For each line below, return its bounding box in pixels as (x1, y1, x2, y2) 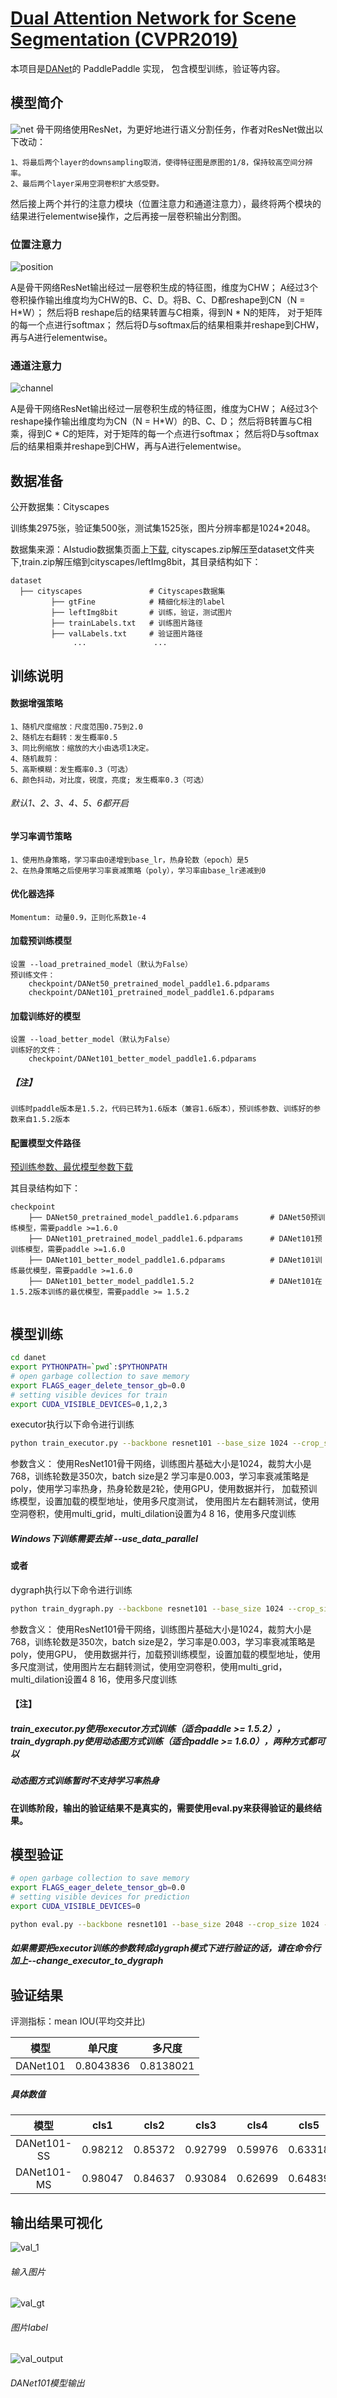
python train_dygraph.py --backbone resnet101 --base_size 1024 (10, 1603, 284, 1614)
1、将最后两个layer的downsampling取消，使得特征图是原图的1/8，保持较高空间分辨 (10, 157, 313, 167)
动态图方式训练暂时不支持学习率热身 (10, 1775, 160, 1787)
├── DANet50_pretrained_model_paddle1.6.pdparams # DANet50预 (28, 1213, 318, 1223)
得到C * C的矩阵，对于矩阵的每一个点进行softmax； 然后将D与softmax (27, 428, 320, 440)
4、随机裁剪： (10, 753, 60, 764)
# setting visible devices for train (10, 1390, 168, 1400)
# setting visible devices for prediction (10, 1892, 190, 1902)
